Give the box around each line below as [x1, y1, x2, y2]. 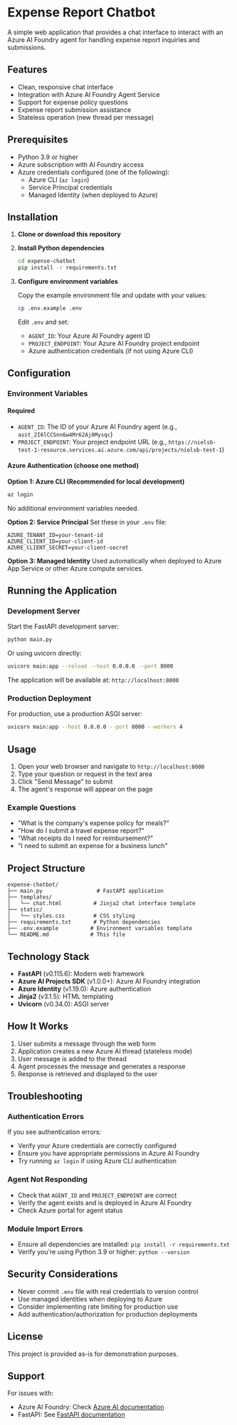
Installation [7, 211, 58, 223]
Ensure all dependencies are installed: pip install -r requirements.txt [17, 1240, 230, 1249]
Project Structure [7, 862, 85, 874]
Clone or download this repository [17, 230, 121, 239]
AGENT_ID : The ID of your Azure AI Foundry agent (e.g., [17, 422, 178, 431]
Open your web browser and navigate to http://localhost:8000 [17, 762, 205, 771]
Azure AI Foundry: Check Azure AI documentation [17, 1403, 165, 1411]
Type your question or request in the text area [17, 770, 153, 778]
